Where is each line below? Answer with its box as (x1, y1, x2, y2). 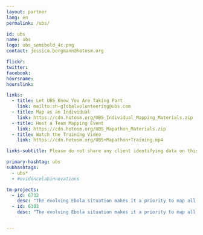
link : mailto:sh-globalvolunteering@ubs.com (17, 103, 131, 109)
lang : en (6, 14, 28, 21)
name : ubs (6, 37, 31, 43)
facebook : (6, 70, 31, 76)
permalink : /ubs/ (6, 20, 50, 26)
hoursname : (6, 76, 34, 82)
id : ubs (6, 31, 26, 37)
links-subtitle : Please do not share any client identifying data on (6, 148, 185, 154)
